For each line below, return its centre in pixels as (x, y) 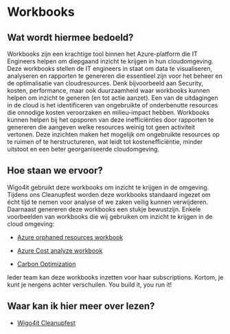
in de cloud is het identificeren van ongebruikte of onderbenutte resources (113, 105)
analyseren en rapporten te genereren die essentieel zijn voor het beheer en (115, 76)
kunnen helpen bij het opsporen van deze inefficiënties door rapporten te (111, 120)
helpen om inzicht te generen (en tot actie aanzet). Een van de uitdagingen (113, 98)
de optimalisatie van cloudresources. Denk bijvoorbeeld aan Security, (105, 83)
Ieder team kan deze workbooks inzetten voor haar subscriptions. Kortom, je (115, 277)
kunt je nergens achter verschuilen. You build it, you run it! (90, 284)
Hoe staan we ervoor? (55, 170)
